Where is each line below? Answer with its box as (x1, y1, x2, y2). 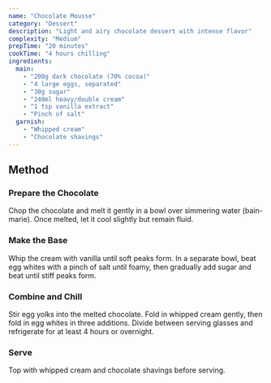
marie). (8, 215, 32, 224)
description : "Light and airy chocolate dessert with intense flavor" (8, 27, 252, 35)
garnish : (15, 118, 45, 126)
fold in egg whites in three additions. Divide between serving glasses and (8, 318, 253, 328)
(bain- (242, 206, 264, 215)
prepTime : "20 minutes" (8, 42, 89, 50)
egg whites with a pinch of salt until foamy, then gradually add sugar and (8, 262, 252, 272)
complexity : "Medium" (8, 34, 82, 43)
